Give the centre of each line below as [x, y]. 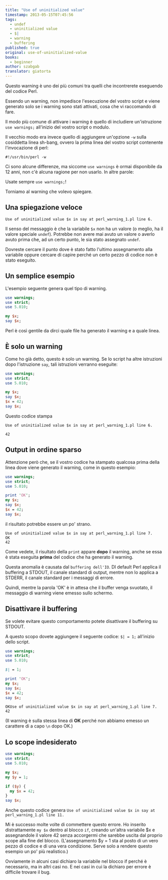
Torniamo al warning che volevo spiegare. [49, 192]
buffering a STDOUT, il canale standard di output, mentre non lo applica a [82, 572]
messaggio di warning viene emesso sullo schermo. [59, 593]
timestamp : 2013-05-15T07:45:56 [39, 15]
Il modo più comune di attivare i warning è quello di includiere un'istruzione [83, 122]
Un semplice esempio [40, 276]
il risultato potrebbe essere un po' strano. [48, 524]
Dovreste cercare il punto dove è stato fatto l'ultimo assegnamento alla [79, 249]
